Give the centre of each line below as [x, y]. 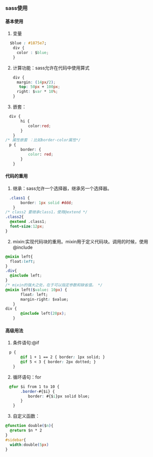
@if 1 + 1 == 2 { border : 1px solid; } [63, 357]
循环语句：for [27, 377]
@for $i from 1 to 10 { [34, 387]
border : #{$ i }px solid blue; [59, 396]
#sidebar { [16, 440]
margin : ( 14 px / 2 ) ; [36, 82]
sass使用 [17, 8]
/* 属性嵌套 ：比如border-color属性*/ [43, 140]
